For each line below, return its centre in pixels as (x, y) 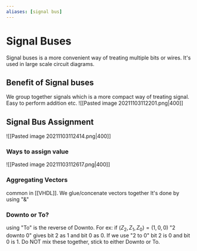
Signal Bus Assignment (50, 122)
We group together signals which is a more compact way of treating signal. (98, 97)
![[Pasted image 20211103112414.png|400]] (59, 136)
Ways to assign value (38, 152)
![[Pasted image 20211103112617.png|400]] (58, 165)
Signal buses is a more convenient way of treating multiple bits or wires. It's (99, 58)
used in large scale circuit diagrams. (50, 64)
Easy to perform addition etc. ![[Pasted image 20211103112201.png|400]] (95, 103)
